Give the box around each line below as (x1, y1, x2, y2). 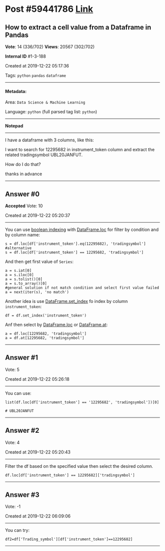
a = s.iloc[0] (5, 272, 34, 278)
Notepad (5, 123, 24, 129)
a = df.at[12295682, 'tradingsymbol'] (5, 336, 84, 341)
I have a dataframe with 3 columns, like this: (5, 137, 94, 143)
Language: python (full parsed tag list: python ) (5, 109, 97, 115)
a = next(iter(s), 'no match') (5, 290, 69, 295)
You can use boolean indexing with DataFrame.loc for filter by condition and (5, 227, 159, 232)
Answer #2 (5, 426, 39, 435)
